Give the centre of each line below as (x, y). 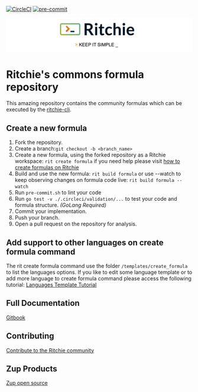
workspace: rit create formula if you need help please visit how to (97, 161)
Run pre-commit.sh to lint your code (58, 192)
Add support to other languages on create (85, 242)
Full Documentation (43, 303)
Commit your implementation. (51, 211)
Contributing (30, 336)
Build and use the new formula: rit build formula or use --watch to (98, 174)
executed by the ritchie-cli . (39, 110)
